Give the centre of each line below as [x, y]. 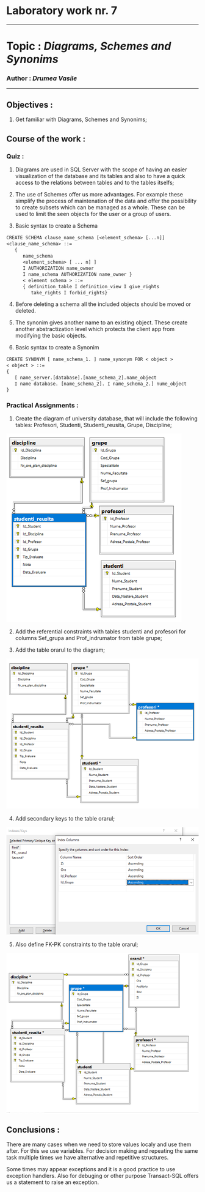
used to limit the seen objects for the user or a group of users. [93, 214]
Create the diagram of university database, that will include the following [106, 419]
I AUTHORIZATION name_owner [58, 268]
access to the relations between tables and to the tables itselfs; [95, 182]
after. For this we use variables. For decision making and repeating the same [102, 1151]
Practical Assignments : [42, 405]
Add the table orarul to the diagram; [60, 650]
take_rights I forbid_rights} [69, 292]
